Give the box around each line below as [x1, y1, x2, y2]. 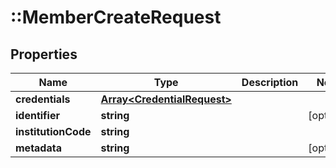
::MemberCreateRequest [10, 6, 222, 29]
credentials [15, 92, 71, 106]
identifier [15, 109, 60, 122]
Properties [10, 46, 78, 63]
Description [241, 76, 299, 89]
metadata [15, 141, 62, 155]
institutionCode [15, 125, 92, 138]
